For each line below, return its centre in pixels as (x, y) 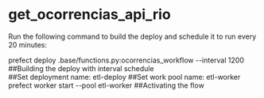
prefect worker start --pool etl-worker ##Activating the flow (106, 85)
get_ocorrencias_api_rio (89, 15)
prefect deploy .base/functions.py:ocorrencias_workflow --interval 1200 (126, 60)
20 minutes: (28, 44)
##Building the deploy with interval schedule (81, 68)
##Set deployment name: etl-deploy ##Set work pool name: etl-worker (124, 77)
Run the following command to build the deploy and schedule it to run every (132, 36)
